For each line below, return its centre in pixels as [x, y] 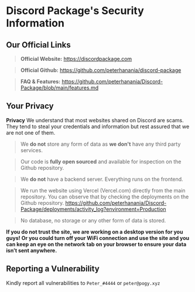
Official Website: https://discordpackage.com [76, 59]
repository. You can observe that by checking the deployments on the [105, 197]
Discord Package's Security [75, 11]
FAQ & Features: [40, 81]
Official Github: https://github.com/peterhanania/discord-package [101, 70]
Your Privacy [30, 106]
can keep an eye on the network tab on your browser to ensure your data [96, 244]
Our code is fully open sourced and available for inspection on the [101, 162]
